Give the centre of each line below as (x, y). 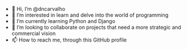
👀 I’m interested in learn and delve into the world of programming (90, 15)
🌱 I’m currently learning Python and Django (63, 21)
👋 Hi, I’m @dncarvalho (38, 9)
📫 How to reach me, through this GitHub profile (69, 40)
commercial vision (34, 33)
